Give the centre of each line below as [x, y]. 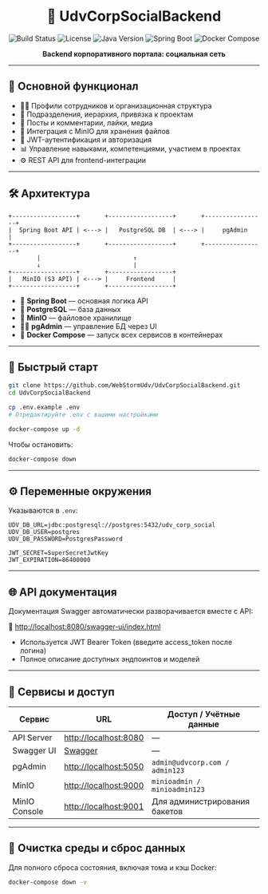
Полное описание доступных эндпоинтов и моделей [110, 659]
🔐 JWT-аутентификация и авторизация [85, 140]
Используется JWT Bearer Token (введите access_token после [126, 643]
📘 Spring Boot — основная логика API [84, 301]
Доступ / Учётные [204, 714]
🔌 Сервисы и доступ [61, 692]
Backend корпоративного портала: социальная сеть [134, 53]
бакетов [167, 812]
